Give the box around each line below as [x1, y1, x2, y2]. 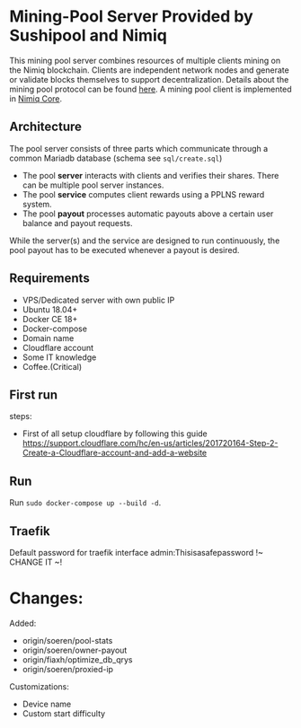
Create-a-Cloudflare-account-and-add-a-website [22, 447, 208, 459]
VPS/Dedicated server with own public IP [22, 294, 175, 305]
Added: [9, 618, 37, 628]
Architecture [9, 119, 83, 135]
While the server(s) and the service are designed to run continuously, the [9, 235, 280, 246]
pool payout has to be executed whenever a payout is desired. [9, 244, 240, 255]
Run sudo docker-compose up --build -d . [9, 497, 162, 508]
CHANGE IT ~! [9, 557, 63, 567]
